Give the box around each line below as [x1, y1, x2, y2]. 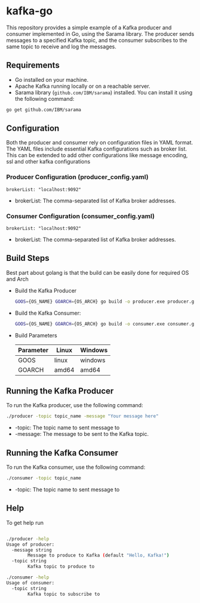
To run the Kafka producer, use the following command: [6, 402, 143, 409]
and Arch [6, 275, 29, 282]
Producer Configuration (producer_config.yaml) [6, 173, 149, 181]
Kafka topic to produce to [27, 564, 95, 570]
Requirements [6, 60, 60, 70]
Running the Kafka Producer [6, 386, 114, 396]
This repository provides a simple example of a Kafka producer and [6, 24, 172, 31]
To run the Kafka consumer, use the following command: [6, 464, 146, 471]
